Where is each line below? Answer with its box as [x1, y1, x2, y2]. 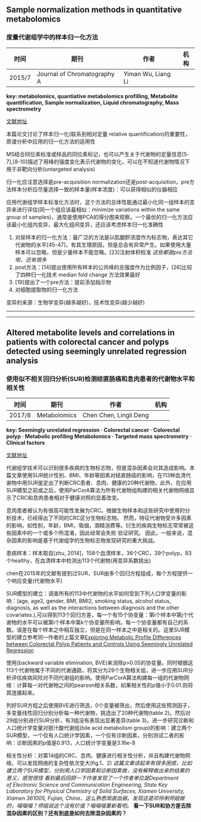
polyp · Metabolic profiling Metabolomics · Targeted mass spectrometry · [6, 433, 192, 440]
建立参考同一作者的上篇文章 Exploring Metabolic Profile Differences [16, 634, 181, 641]
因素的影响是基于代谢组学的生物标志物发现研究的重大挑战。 [11, 537, 159, 544]
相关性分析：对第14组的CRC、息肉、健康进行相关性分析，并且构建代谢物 [6, 752, 185, 759]
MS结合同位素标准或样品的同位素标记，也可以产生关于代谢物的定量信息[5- [6, 150, 190, 157]
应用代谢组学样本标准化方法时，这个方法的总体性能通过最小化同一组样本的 [6, 198, 190, 205]
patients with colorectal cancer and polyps [6, 337, 169, 347]
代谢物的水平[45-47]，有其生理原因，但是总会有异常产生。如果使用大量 [14, 241, 191, 248]
